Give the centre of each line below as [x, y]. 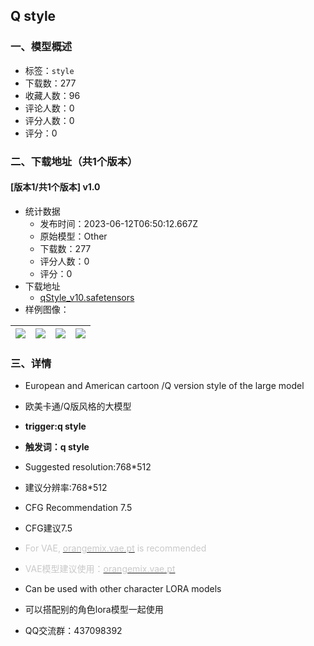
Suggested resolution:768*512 [88, 467]
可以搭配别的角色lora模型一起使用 [94, 610]
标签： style [49, 70]
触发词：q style [57, 447]
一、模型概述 [41, 47]
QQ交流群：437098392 [73, 631]
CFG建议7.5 [48, 528]
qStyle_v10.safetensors [87, 297]
